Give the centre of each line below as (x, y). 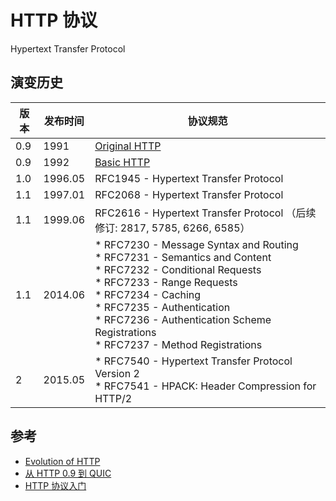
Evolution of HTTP (62, 461)
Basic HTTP (122, 162)
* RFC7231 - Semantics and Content (183, 257)
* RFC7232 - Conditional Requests (178, 269)
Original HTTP (128, 146)
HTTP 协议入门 (55, 485)
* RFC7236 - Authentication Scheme (183, 319)
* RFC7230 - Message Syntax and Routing (196, 244)
